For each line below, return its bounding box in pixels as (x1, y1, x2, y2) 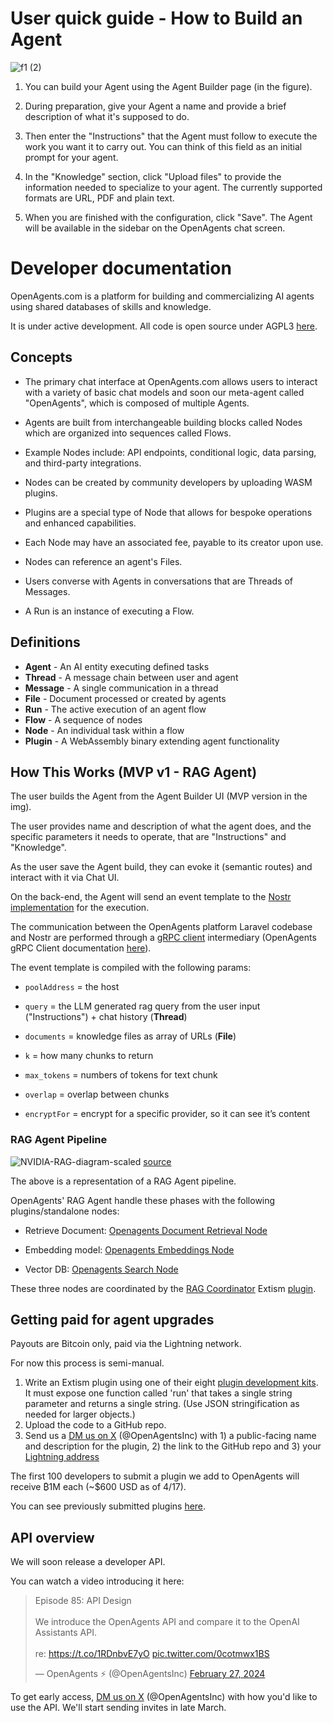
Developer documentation (10, 257, 232, 280)
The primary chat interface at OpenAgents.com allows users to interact (24, 375, 318, 387)
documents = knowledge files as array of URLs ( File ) (24, 1030, 237, 1042)
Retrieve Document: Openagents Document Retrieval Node (24, 1224, 268, 1236)
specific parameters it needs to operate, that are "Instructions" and (10, 831, 287, 843)
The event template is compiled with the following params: (10, 962, 252, 974)
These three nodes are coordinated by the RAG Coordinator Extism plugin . (10, 1282, 317, 1294)
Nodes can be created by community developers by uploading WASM (24, 476, 313, 488)
